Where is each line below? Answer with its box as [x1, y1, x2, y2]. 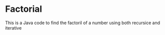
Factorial [5, 3, 42, 15]
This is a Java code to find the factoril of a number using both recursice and [5, 20, 160, 26]
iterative [5, 25, 22, 31]
